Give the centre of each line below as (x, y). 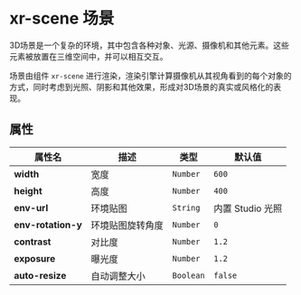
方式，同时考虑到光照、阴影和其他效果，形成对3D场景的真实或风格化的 (141, 87)
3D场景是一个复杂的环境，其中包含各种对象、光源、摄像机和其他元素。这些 (149, 45)
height (28, 190)
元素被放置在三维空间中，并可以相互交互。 (89, 56)
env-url (31, 207)
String (186, 207)
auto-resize (40, 275)
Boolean (188, 275)
